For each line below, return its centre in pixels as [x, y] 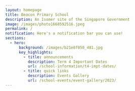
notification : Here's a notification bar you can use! [64, 33]
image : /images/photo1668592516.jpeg [45, 24]
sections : [16, 38]
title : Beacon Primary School [37, 15]
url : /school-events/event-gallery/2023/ [72, 80]
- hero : [18, 43]
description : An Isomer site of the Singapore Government [67, 19]
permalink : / [19, 29]
